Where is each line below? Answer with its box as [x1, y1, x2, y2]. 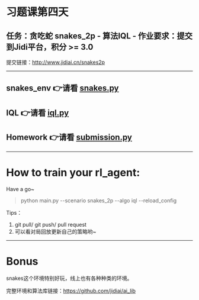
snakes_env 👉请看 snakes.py [6, 83, 119, 93]
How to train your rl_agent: [6, 166, 140, 179]
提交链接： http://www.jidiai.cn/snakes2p [6, 59, 105, 66]
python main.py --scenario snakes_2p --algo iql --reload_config [20, 196, 177, 204]
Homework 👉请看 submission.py [6, 133, 132, 143]
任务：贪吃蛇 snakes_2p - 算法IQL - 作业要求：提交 [6, 31, 193, 41]
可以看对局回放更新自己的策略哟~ [14, 228, 97, 235]
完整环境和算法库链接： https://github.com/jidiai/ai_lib [6, 288, 136, 295]
